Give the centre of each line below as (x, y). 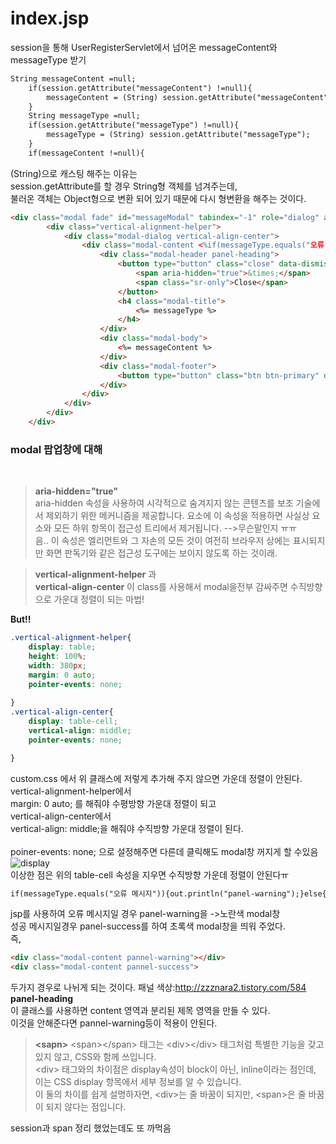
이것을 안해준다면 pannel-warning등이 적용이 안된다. (114, 1023)
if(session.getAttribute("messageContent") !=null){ (140, 88)
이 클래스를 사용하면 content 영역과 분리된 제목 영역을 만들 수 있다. (140, 1011)
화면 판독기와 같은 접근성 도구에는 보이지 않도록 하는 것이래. (161, 553)
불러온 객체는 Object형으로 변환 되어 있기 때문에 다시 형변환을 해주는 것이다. (158, 198)
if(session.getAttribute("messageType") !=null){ (134, 125)
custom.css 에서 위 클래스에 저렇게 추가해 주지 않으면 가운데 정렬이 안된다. (156, 778)
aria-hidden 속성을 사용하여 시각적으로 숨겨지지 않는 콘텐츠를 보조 (164, 503)
